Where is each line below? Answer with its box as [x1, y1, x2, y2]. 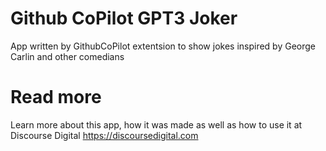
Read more [10, 86, 102, 109]
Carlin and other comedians [10, 50, 125, 62]
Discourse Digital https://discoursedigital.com [10, 129, 199, 141]
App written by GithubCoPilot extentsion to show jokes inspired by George [10, 40, 317, 52]
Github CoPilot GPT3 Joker [10, 7, 238, 30]
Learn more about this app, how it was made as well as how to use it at [10, 118, 303, 131]
